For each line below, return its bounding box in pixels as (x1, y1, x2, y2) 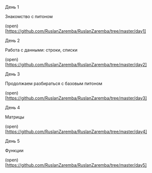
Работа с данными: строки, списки (5, 47, 78, 53)
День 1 (5, 4, 19, 10)
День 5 (5, 138, 20, 144)
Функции (5, 148, 24, 153)
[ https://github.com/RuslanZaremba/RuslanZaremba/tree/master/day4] (5, 129, 147, 135)
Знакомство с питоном (5, 14, 53, 19)
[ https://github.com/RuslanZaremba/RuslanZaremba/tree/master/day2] (5, 62, 147, 67)
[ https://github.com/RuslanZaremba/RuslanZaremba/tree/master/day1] (5, 28, 146, 34)
